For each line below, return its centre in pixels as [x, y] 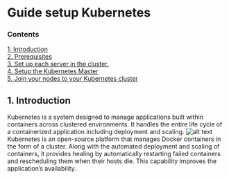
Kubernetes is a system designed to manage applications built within [105, 117]
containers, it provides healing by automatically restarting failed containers [114, 154]
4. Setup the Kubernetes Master [53, 71]
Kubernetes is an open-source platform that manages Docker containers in [114, 139]
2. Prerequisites [29, 57]
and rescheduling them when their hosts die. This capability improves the [112, 161]
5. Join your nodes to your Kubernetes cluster [73, 79]
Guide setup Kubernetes [79, 13]
